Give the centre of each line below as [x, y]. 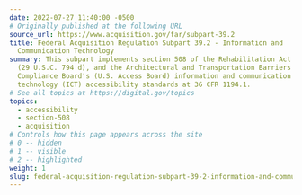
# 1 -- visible [38, 151]
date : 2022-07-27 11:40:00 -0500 [72, 18]
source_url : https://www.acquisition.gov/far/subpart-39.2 [122, 34]
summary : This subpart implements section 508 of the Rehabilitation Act [151, 59]
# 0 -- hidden [36, 143]
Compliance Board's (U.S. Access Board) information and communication [155, 76]
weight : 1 [28, 168]
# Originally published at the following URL [96, 26]
